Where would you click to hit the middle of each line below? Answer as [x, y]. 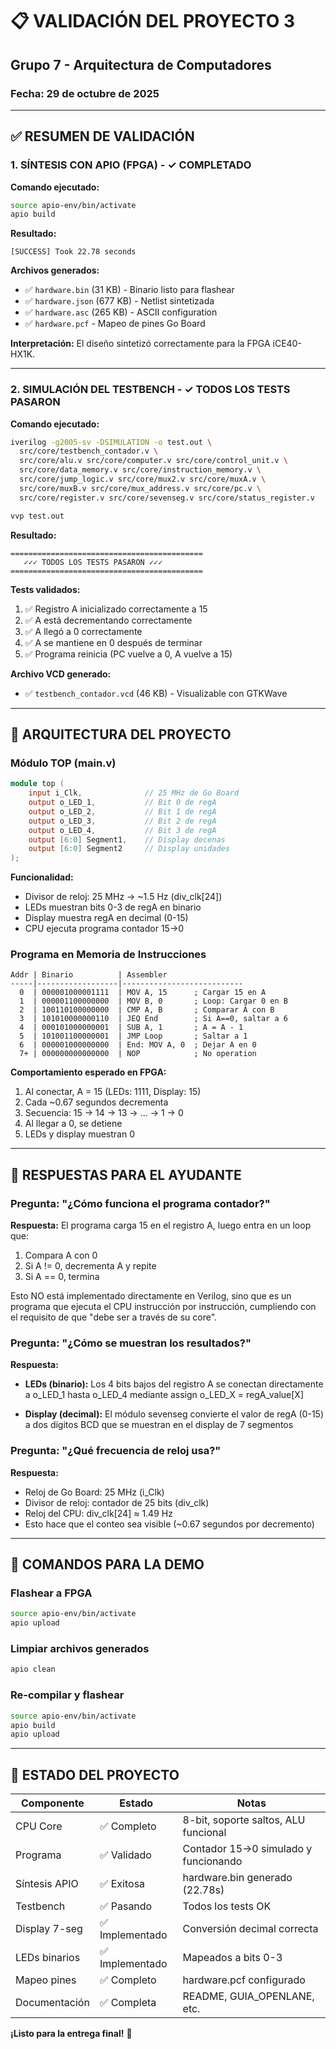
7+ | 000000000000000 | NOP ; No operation [138, 1054]
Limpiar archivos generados [80, 1649]
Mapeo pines [46, 1980]
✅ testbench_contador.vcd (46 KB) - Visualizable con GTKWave [156, 693]
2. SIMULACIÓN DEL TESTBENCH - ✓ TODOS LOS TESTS [150, 390]
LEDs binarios [48, 1958]
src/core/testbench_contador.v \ [89, 451]
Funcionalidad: [42, 877]
